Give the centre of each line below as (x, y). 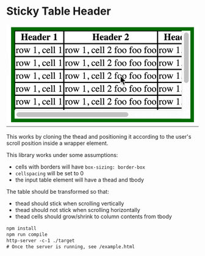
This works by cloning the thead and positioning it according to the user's (99, 137)
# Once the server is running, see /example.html (71, 247)
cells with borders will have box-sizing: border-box (80, 167)
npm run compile (27, 235)
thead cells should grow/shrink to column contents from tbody (93, 217)
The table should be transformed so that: (58, 192)
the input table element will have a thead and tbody (80, 180)
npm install (21, 229)
